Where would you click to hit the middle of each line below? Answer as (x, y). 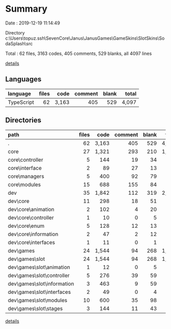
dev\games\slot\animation (39, 267)
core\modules (24, 185)
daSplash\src (19, 43)
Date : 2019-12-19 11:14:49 (33, 23)
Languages (23, 79)
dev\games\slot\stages (35, 308)
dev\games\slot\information (41, 284)
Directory (15, 33)
